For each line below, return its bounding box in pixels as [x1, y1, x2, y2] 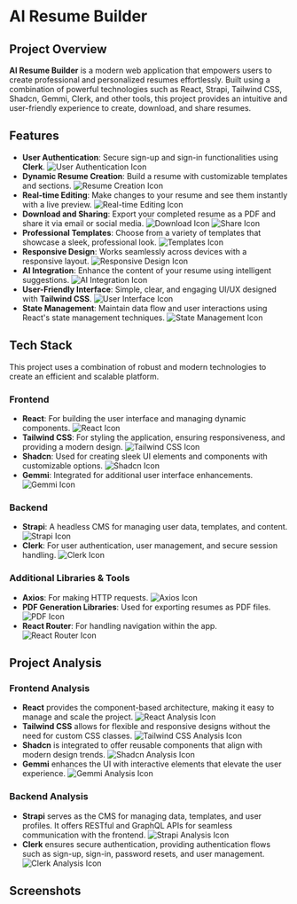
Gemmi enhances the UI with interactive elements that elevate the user [21, 759, 282, 769]
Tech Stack [9, 338, 73, 353]
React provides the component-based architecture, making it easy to [21, 703, 275, 713]
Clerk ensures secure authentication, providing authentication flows [21, 838, 271, 849]
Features [9, 129, 59, 144]
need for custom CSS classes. [21, 730, 133, 742]
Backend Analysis [9, 790, 89, 803]
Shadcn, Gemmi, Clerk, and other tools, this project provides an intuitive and [9, 93, 288, 104]
